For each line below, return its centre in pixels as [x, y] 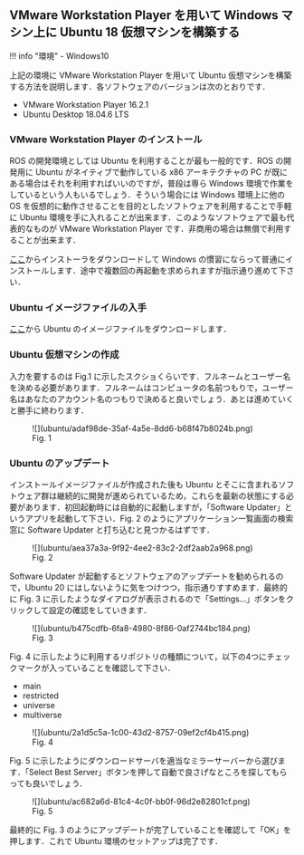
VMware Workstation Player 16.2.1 [85, 104]
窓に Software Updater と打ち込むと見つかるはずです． [112, 530]
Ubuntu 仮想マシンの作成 [64, 355]
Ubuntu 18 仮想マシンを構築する [150, 32]
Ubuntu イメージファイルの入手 [78, 308]
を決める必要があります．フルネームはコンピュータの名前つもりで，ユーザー [152, 388]
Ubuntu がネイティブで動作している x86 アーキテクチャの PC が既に [161, 172]
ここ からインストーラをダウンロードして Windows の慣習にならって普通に [147, 259]
